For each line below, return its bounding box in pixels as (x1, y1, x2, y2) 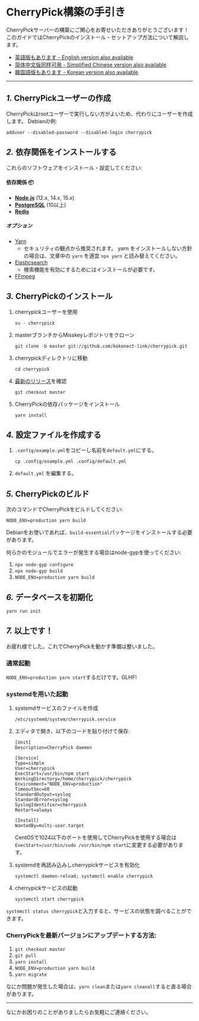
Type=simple (14, 761, 44, 766)
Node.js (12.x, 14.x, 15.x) (14, 194, 75, 201)
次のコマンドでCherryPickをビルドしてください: (6, 506, 123, 513)
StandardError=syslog (14, 797, 68, 803)
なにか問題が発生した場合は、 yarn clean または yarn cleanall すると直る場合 (6, 982, 192, 990)
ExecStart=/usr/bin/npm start (14, 771, 90, 777)
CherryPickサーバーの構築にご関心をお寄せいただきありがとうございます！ (6, 26, 190, 33)
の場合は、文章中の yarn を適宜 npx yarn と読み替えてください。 (23, 252, 181, 259)
